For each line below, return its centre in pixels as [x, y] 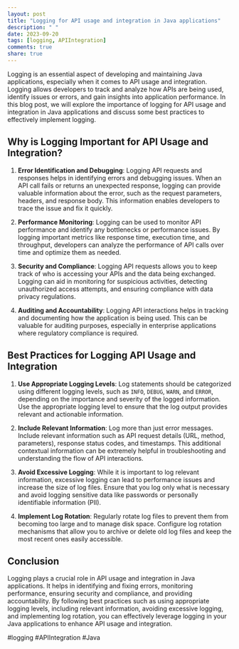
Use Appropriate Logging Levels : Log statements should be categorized [124, 384]
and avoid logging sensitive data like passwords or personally [108, 495]
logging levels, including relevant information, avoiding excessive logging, [116, 609]
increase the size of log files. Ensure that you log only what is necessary [123, 487]
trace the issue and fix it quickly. [65, 208]
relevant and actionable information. [70, 414]
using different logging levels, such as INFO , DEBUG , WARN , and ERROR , [115, 391]
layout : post [27, 14]
